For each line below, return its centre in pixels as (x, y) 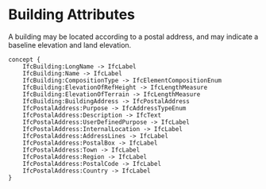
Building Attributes (72, 15)
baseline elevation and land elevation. (70, 44)
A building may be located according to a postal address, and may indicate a (133, 37)
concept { (25, 60)
